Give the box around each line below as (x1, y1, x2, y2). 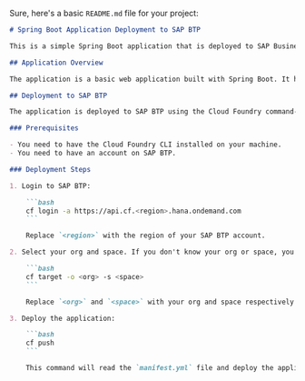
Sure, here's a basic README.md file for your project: (9, 8, 199, 18)
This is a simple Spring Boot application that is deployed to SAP (9, 41, 271, 51)
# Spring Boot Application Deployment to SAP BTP (9, 25, 202, 35)
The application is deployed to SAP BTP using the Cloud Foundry (9, 107, 261, 116)
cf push (25, 338, 54, 348)
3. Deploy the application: (9, 314, 116, 323)
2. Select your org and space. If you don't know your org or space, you (9, 247, 295, 257)
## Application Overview (9, 58, 103, 67)
